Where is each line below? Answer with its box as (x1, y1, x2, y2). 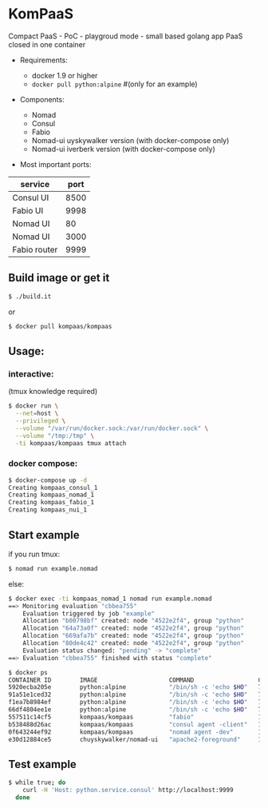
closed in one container (8, 39, 86, 49)
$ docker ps (8, 668, 48, 676)
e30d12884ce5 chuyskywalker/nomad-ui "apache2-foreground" (8, 735, 241, 743)
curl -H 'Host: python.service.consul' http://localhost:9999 (22, 786, 234, 794)
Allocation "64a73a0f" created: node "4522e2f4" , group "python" (22, 624, 245, 632)
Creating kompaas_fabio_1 (8, 499, 94, 507)
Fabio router (12, 244, 58, 255)
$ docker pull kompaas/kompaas (8, 322, 112, 330)
